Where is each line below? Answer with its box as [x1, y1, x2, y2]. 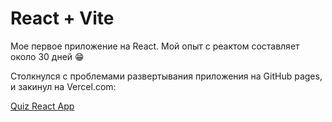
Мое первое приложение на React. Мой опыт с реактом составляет [10, 40, 300, 52]
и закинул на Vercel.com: [10, 80, 117, 92]
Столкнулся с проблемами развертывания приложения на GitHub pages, [10, 70, 323, 82]
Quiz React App [10, 100, 75, 112]
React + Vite [10, 7, 115, 30]
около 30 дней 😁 [10, 50, 85, 62]
